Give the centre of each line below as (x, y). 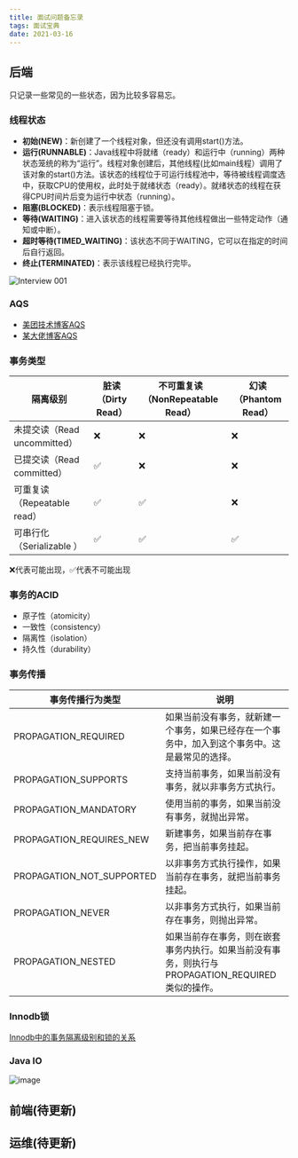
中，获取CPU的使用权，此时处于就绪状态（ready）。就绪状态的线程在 (148, 185)
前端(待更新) (43, 1110)
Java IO (26, 1060)
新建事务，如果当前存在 (214, 833)
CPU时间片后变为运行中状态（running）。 (105, 197)
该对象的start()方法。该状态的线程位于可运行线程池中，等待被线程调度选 (153, 175)
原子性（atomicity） (59, 616)
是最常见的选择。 (201, 757)
